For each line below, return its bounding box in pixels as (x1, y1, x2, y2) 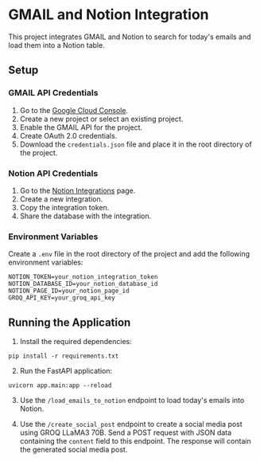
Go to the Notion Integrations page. (19, 186, 136, 195)
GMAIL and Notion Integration (8, 6, 209, 24)
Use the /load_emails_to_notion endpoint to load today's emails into (19, 396, 245, 405)
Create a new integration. (19, 194, 103, 204)
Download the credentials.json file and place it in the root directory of (19, 139, 252, 149)
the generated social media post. (19, 444, 128, 455)
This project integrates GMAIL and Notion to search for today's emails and (8, 32, 252, 41)
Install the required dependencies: (19, 337, 133, 346)
